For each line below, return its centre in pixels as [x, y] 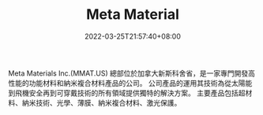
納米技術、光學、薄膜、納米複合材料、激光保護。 [101, 102]
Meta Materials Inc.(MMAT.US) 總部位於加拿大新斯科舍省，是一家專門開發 [128, 73]
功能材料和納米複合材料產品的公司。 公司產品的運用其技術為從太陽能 [141, 83]
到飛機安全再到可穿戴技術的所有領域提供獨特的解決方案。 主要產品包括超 [127, 93]
